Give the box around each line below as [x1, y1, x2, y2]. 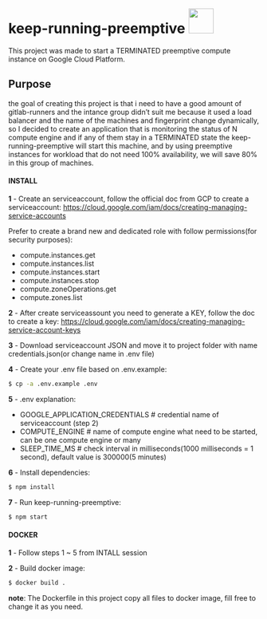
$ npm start [8, 513, 48, 521]
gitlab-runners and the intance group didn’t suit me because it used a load [8, 107, 253, 116]
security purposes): [8, 235, 73, 244]
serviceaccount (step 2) [19, 418, 99, 428]
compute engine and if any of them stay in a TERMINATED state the [8, 132, 230, 142]
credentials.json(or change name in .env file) [8, 349, 155, 358]
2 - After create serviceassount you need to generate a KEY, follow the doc [8, 308, 255, 317]
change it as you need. [8, 601, 84, 611]
